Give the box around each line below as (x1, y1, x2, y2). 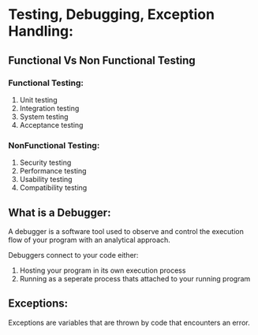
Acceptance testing (19, 120, 84, 129)
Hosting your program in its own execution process (19, 266, 186, 275)
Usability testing (19, 175, 73, 184)
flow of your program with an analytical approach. (8, 235, 171, 244)
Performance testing (19, 166, 87, 176)
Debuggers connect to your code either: (8, 250, 139, 259)
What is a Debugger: (8, 206, 111, 219)
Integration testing (19, 103, 80, 113)
